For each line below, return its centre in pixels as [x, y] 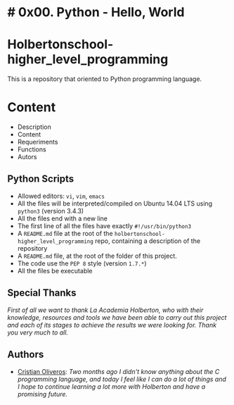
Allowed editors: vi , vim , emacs [61, 196]
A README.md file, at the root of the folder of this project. [97, 256]
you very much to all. [38, 332]
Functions [32, 149]
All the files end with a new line [62, 218]
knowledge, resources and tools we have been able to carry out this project [117, 317]
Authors [26, 355]
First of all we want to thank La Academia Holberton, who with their [105, 310]
